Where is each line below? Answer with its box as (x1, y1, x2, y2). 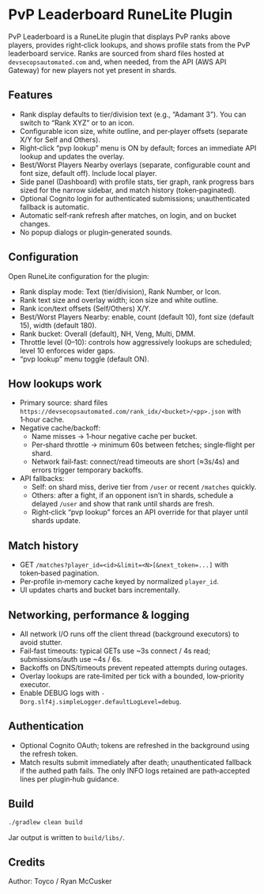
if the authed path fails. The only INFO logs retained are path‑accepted (19, 766, 251, 775)
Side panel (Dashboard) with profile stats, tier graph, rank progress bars (19, 177, 255, 186)
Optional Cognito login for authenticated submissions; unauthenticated (19, 193, 251, 203)
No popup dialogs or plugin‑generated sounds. (19, 227, 172, 237)
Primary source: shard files (19, 398, 108, 407)
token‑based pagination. (19, 568, 100, 578)
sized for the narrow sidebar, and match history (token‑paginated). (19, 185, 237, 195)
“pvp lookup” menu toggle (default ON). (19, 354, 149, 364)
